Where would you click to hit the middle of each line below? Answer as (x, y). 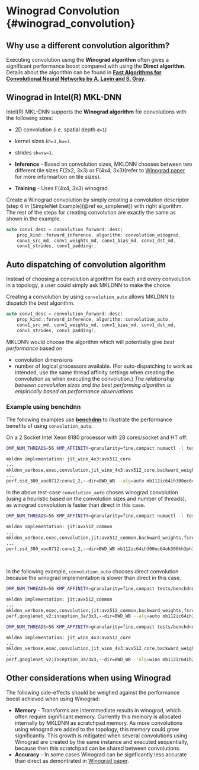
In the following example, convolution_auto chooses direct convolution (92, 572)
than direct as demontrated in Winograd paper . (72, 760)
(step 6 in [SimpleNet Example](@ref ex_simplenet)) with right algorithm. (95, 206)
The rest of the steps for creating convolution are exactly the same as (91, 212)
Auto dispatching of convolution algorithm (86, 265)
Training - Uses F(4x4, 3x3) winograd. (62, 188)
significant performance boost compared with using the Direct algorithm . (96, 66)
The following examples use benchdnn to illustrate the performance (89, 419)
